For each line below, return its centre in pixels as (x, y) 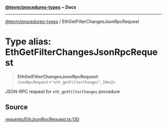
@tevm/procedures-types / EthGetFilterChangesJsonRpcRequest (72, 21)
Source (17, 107)
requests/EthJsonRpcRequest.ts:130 (42, 119)
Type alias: (28, 42)
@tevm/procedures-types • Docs (41, 7)
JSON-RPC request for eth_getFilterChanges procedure (63, 91)
